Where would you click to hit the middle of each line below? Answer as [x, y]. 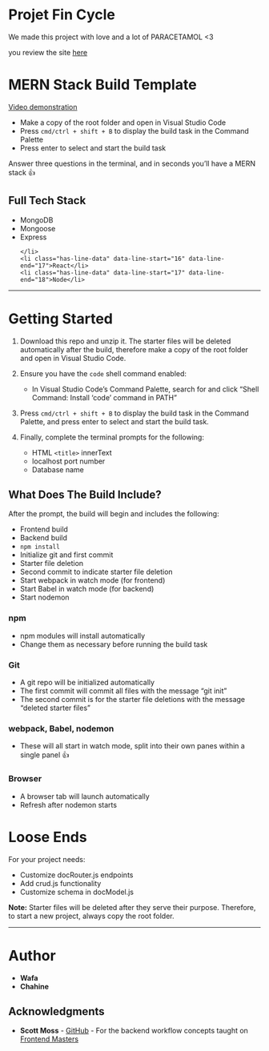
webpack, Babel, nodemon [61, 728]
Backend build [44, 538]
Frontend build [44, 529]
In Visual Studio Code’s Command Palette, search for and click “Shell [145, 389]
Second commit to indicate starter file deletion [96, 572]
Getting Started [61, 319]
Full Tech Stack [47, 201]
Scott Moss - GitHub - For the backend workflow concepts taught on [134, 1031]
